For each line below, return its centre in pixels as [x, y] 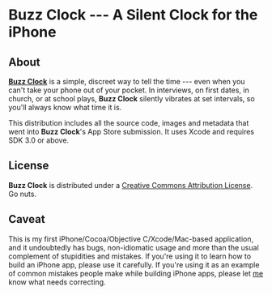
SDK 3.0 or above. [39, 140]
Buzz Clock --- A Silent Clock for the [133, 15]
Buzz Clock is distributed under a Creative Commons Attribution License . [131, 185]
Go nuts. [23, 194]
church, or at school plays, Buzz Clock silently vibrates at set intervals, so [132, 98]
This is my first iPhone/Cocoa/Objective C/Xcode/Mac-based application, [131, 239]
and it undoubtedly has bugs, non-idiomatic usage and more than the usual [134, 247]
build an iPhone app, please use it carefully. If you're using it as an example [134, 264]
